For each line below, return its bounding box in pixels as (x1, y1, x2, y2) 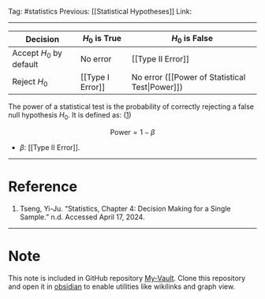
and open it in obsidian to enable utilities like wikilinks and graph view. (8, 282, 235, 291)
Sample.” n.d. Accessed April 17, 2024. (19, 212, 145, 222)
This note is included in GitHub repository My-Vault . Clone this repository (8, 274, 246, 283)
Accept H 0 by (12, 47, 63, 60)
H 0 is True (82, 33, 122, 46)
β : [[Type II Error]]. (19, 143, 80, 152)
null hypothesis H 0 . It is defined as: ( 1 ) (8, 110, 132, 121)
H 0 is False (171, 33, 213, 46)
